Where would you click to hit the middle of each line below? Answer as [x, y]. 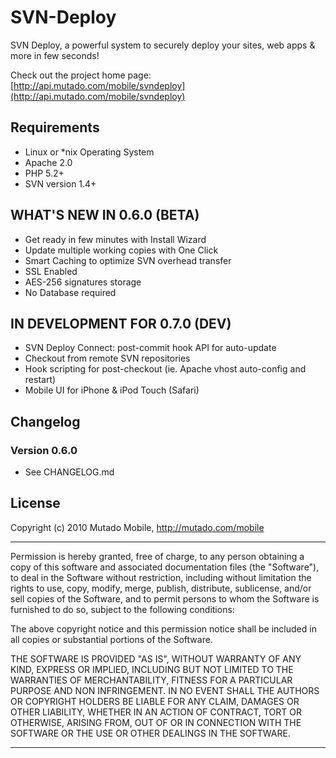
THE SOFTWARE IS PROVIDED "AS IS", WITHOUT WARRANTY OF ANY [156, 658]
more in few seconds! [55, 55]
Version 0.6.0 [44, 450]
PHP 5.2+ [44, 173]
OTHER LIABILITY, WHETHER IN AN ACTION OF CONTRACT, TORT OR [156, 712]
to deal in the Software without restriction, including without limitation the [161, 577]
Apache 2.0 [48, 162]
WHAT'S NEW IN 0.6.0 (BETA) [105, 215]
